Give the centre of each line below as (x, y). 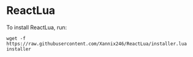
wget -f (16, 38)
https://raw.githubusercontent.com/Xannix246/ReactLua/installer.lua (97, 44)
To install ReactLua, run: (37, 27)
